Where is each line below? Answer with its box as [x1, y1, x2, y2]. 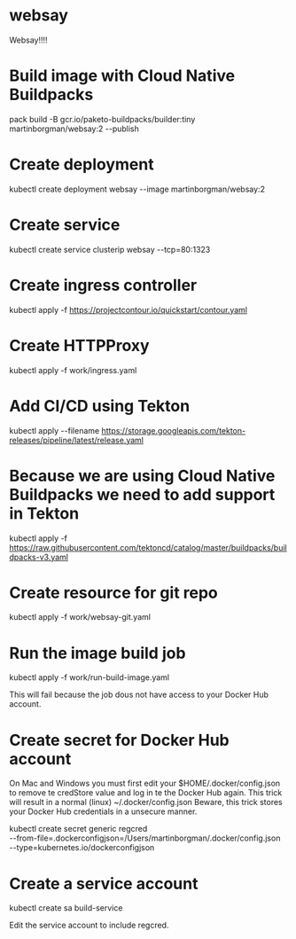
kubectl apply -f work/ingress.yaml [9, 364, 137, 375]
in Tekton [9, 503, 80, 523]
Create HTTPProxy [9, 335, 150, 356]
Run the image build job [9, 643, 186, 663]
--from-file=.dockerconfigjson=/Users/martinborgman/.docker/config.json [9, 833, 281, 843]
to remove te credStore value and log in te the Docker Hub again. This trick [9, 787, 283, 798]
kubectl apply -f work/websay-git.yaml [9, 612, 151, 622]
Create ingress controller [9, 275, 198, 295]
